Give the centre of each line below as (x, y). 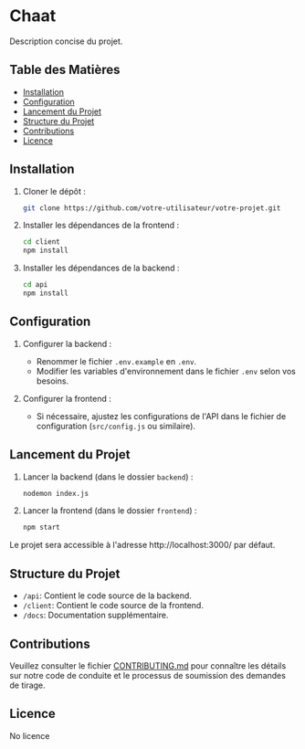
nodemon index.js (56, 493)
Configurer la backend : (67, 343)
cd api (35, 285)
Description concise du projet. (66, 41)
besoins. (53, 381)
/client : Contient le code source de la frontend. (113, 606)
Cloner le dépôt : (54, 191)
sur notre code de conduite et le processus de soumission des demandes (147, 675)
